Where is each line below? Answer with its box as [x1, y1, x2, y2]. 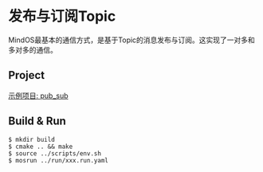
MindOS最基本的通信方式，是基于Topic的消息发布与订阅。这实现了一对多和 [8, 35, 255, 45]
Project [8, 68, 45, 82]
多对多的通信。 [8, 45, 57, 54]
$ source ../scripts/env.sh [8, 149, 102, 158]
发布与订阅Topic [8, 7, 116, 25]
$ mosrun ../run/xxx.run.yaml [8, 156, 109, 164]
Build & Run [8, 115, 66, 128]
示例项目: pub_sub [8, 91, 69, 100]
